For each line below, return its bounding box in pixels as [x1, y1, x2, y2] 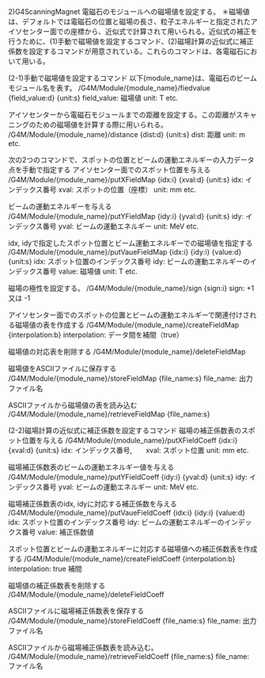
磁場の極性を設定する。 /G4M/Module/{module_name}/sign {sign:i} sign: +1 [8, 284, 255, 293]
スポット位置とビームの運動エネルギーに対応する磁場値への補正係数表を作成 [8, 544, 258, 554]
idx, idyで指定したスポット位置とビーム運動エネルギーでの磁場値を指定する [8, 239, 253, 247]
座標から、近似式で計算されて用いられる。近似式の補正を [70, 27, 258, 36]
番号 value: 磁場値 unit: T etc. [42, 266, 138, 276]
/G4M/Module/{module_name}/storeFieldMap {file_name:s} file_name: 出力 [8, 373, 253, 383]
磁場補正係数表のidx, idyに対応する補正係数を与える [8, 499, 178, 508]
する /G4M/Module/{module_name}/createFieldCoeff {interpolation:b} [8, 554, 236, 563]
